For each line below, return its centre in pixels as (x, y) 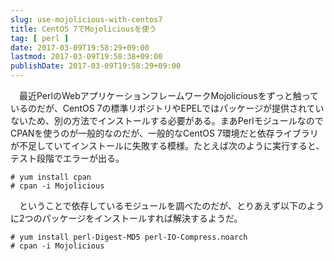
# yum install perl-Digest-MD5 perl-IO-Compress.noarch (129, 237)
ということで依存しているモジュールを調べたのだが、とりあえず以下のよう (171, 205)
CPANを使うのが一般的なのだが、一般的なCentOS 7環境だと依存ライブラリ (164, 133)
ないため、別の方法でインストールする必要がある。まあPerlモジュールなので (167, 120)
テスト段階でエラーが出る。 (67, 158)
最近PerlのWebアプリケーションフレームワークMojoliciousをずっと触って (168, 95)
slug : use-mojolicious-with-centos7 (86, 19)
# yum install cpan (51, 177)
